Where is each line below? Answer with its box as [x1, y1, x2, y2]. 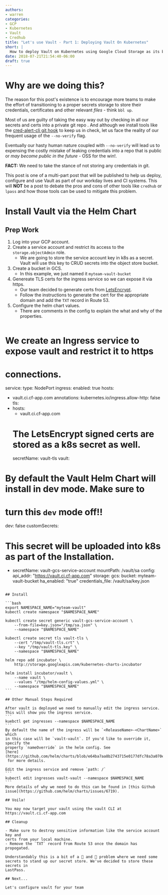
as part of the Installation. [5, 551, 114, 562]
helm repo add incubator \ [5, 658, 61, 663]
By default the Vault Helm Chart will [5, 473, 156, 484]
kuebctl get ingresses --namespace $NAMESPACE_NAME [5, 719, 115, 724]
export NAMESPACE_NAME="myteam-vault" [5, 605, 86, 610]
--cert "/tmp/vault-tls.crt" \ [14, 640, 79, 645]
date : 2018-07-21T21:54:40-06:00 [5, 53, 75, 59]
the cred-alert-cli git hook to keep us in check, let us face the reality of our [5, 127, 159, 133]
